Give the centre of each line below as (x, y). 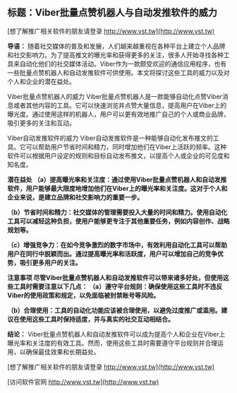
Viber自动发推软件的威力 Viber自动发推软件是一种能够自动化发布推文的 (110, 138)
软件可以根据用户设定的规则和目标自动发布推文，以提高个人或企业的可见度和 (119, 156)
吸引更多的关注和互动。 (41, 123)
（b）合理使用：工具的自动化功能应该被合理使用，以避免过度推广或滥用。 (114, 310)
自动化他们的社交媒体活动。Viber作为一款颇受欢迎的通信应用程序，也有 (123, 64)
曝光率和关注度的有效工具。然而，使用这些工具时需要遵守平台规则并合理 (112, 343)
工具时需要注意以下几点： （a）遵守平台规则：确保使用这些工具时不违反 (118, 286)
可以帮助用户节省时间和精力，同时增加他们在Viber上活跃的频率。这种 (126, 146)
